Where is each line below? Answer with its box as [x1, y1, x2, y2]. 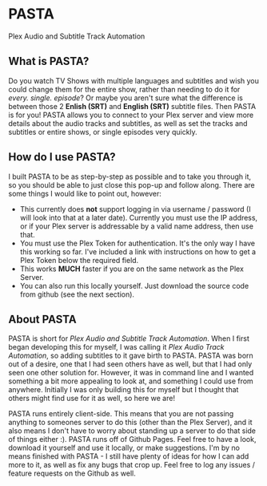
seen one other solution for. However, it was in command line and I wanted [8, 368, 254, 378]
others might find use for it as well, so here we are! [8, 394, 176, 403]
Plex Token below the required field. [19, 255, 139, 265]
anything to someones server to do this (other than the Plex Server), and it [8, 418, 253, 427]
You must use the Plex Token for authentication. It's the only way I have [19, 238, 256, 248]
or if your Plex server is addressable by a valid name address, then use [19, 221, 254, 231]
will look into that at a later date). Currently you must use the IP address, [19, 213, 258, 222]
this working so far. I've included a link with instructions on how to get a [19, 246, 257, 257]
